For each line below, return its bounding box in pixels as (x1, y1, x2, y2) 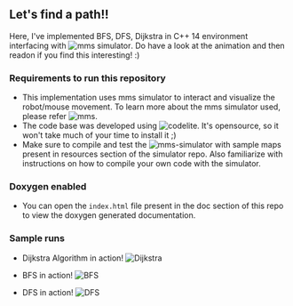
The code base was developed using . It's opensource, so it (21, 120, 279, 132)
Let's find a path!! (9, 7, 109, 22)
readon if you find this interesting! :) (9, 49, 140, 60)
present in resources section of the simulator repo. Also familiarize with (21, 149, 283, 159)
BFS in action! (21, 270, 74, 280)
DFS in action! (21, 286, 74, 297)
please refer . (21, 111, 98, 122)
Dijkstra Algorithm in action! (21, 253, 124, 263)
